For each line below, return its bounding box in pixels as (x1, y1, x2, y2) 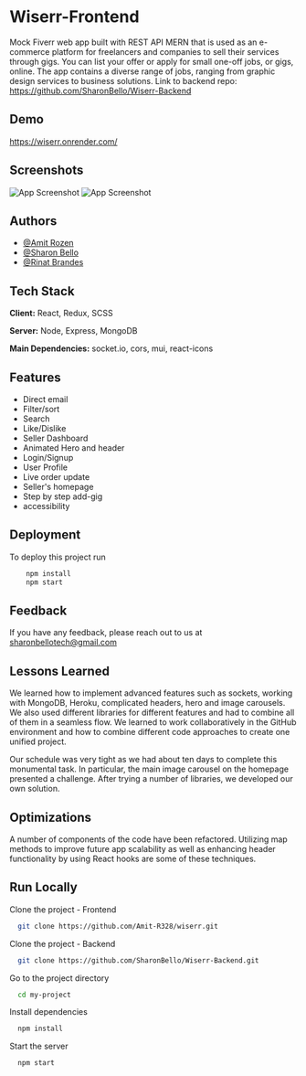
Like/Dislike (22, 423, 67, 433)
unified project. (9, 736, 67, 747)
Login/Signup (22, 453, 74, 463)
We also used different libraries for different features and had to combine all (9, 707, 295, 719)
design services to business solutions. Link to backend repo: (9, 75, 237, 86)
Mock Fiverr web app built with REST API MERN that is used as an (9, 37, 258, 48)
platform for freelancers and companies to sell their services (51, 46, 280, 57)
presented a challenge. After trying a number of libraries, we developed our (9, 773, 294, 784)
